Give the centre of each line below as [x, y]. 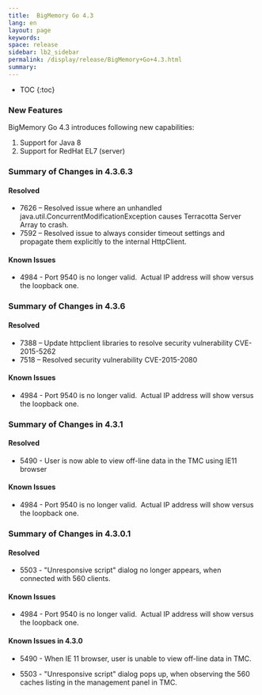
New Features [36, 110]
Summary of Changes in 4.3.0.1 [70, 534]
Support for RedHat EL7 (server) [72, 151]
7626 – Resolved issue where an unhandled [91, 208]
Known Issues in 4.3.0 [46, 640]
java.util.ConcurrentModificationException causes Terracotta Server [130, 216]
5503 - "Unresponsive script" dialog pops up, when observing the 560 [135, 674]
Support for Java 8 [50, 142]
